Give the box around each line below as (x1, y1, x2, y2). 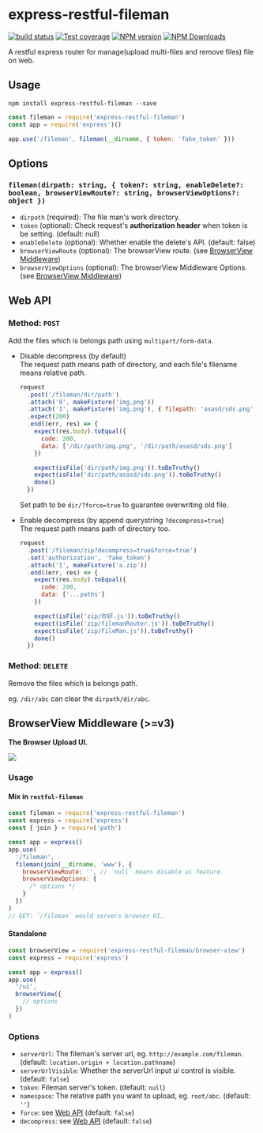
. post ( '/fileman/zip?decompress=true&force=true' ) (27, 546, 197, 555)
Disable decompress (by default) (19, 351, 126, 361)
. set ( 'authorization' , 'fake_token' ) (27, 554, 152, 562)
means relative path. (19, 368, 87, 377)
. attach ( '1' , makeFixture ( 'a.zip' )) (27, 561, 148, 569)
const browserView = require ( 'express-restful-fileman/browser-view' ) (8, 946, 246, 954)
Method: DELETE (8, 661, 69, 672)
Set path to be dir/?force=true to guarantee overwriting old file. (19, 500, 229, 510)
